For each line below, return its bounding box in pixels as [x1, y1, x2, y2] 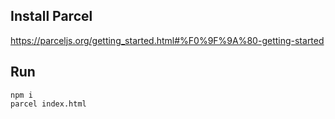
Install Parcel [10, 8, 93, 25]
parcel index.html [10, 99, 87, 109]
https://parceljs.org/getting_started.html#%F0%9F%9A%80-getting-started [10, 34, 325, 46]
